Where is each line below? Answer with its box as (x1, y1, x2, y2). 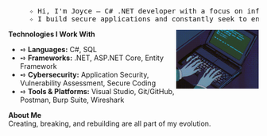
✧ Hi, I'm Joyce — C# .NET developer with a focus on (29, 7, 244, 15)
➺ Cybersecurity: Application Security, (19, 70, 149, 79)
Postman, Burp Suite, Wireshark (19, 95, 125, 104)
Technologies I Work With (8, 29, 95, 39)
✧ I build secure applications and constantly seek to (29, 15, 248, 23)
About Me (8, 111, 42, 119)
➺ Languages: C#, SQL (19, 45, 98, 54)
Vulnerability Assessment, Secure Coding (19, 78, 157, 88)
